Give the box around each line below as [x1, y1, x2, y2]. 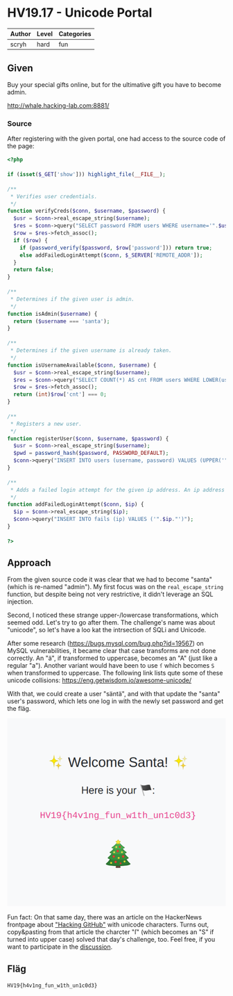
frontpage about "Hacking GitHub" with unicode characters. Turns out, [7, 920, 209, 929]
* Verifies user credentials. [10, 193, 98, 200]
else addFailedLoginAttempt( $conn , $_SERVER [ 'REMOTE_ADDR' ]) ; [19, 252, 203, 259]
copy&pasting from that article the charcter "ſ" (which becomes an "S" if [7, 928, 214, 936]
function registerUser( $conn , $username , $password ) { [7, 435, 169, 442]
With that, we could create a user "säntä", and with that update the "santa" [7, 690, 221, 698]
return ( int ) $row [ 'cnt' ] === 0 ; [13, 391, 107, 398]
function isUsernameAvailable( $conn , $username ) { [7, 362, 157, 369]
